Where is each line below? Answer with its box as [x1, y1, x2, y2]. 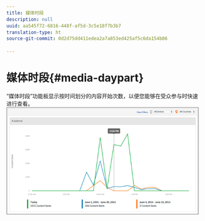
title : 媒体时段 [6, 10, 44, 16]
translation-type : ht [6, 29, 62, 35]
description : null [6, 16, 53, 23]
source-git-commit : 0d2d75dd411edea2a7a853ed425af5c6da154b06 [6, 35, 168, 42]
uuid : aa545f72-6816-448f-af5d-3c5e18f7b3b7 [6, 23, 121, 29]
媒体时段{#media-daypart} [6, 71, 144, 85]
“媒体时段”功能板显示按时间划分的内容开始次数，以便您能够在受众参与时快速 [6, 92, 198, 100]
